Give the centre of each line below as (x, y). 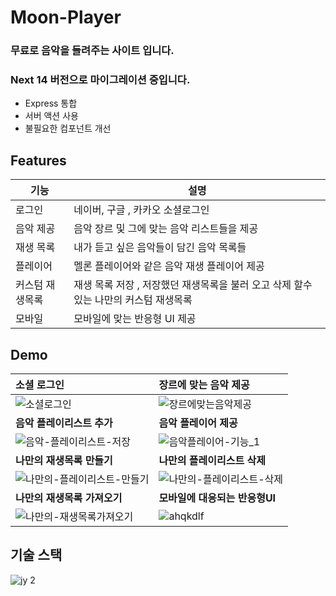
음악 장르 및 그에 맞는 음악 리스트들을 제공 (166, 229)
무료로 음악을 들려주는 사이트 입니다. (92, 51)
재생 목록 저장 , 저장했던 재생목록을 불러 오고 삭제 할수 (193, 285)
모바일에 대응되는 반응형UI (217, 498)
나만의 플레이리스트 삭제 (212, 461)
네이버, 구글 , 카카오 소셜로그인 (141, 210)
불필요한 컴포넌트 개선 (68, 128)
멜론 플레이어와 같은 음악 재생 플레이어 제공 (169, 266)
